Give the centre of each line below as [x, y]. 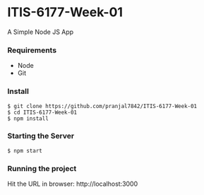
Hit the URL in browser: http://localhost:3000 [73, 184]
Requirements [32, 50]
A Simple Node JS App [41, 32]
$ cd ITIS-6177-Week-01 [42, 112]
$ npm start [25, 150]
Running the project [42, 168]
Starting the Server [41, 136]
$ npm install [28, 118]
